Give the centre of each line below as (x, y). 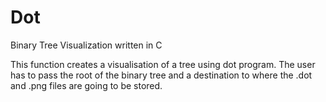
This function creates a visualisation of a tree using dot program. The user (163, 64)
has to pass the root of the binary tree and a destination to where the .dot (161, 75)
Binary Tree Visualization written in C (86, 45)
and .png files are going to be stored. (86, 85)
